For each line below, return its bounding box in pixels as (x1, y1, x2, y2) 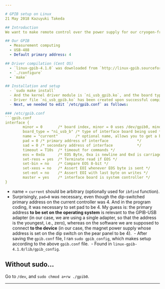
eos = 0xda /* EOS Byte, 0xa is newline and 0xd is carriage (23, 152, 162, 157)
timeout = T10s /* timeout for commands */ (23, 147, 115, 153)
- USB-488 (9, 48, 29, 53)
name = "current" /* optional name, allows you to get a (23, 134, 157, 139)
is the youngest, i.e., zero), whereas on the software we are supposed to (12, 220, 159, 225)
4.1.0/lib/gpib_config (12, 247, 59, 252)
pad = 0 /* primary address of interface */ (23, 138, 141, 143)
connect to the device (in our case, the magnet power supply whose (12, 225, 151, 231)
